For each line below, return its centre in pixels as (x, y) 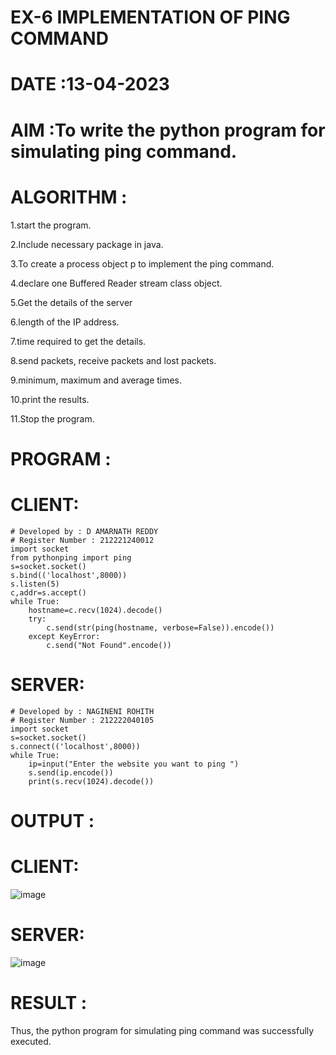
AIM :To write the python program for (168, 130)
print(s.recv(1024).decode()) (91, 781)
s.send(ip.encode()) (71, 772)
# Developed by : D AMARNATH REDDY (84, 531)
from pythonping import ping (71, 557)
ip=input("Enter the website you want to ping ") (134, 764)
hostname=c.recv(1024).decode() (95, 610)
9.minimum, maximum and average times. (96, 380)
